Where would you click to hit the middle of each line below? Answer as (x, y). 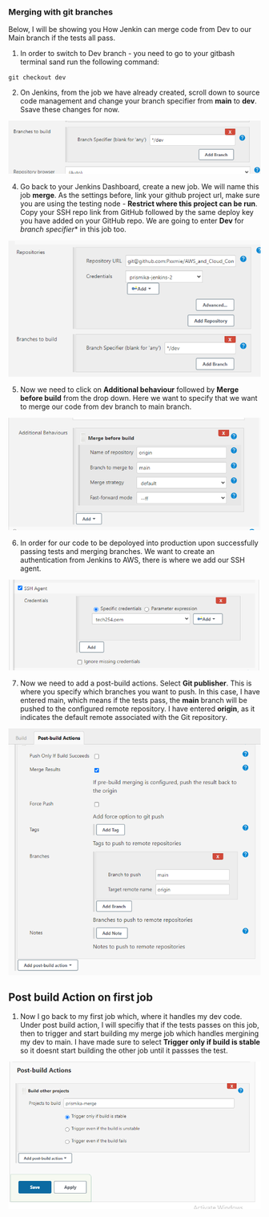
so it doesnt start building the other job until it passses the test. (124, 1051)
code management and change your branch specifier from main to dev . (139, 101)
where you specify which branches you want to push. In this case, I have (140, 691)
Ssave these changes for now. (70, 110)
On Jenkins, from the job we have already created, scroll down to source (140, 93)
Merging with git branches (61, 12)
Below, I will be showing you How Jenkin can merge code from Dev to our (130, 30)
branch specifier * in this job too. (73, 229)
